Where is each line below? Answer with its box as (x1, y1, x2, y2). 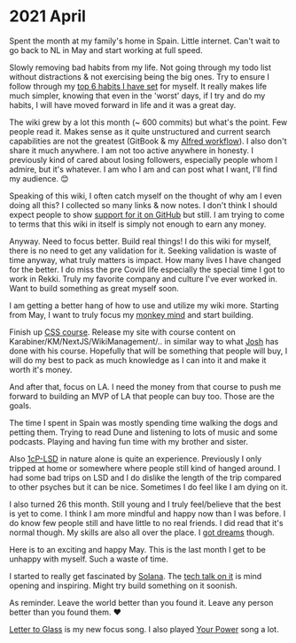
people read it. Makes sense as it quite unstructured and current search (9, 126, 271, 136)
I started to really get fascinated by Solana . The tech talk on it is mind (9, 570, 262, 581)
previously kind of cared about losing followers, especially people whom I (9, 154, 277, 165)
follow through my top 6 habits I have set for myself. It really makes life (9, 81, 268, 91)
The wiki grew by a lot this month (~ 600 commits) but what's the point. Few (9, 117, 288, 128)
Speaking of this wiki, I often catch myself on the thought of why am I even (9, 190, 282, 201)
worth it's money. (9, 364, 73, 375)
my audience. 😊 (9, 173, 69, 183)
